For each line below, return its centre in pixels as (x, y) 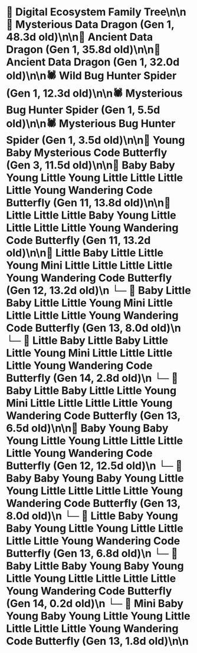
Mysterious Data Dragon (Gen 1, (95, 24)
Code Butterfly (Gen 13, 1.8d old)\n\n (97, 641)
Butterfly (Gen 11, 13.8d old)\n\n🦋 (88, 203)
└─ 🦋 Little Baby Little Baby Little (87, 341)
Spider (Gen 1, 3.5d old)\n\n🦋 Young (96, 140)
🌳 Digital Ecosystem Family (74, 12)
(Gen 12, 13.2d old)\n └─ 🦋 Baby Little (99, 291)
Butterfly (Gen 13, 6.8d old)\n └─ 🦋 (92, 554)
